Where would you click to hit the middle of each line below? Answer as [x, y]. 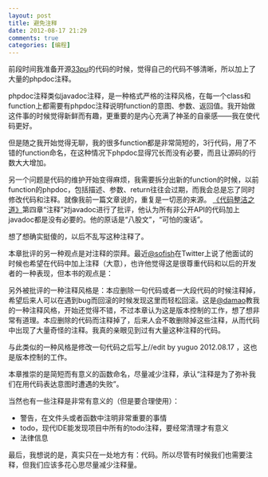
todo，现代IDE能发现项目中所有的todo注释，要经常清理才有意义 [124, 428]
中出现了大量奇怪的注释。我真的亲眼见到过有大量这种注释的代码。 [116, 330]
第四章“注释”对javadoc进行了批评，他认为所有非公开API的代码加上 [132, 210]
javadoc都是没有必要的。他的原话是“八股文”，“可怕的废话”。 [108, 219]
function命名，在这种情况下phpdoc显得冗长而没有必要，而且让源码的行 [139, 153]
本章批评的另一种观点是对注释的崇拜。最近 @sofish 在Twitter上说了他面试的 [131, 254]
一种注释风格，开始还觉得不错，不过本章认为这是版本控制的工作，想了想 [134, 310]
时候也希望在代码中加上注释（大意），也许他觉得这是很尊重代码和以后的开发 [132, 263]
